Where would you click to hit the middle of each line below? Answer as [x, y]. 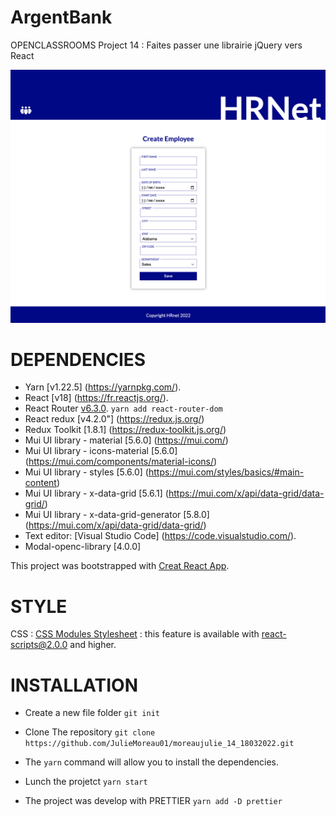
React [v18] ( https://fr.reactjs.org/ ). [96, 398]
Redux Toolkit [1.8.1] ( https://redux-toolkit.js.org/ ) [125, 430]
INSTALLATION [74, 685]
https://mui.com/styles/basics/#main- [226, 472]
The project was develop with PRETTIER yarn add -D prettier [153, 801]
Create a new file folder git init [92, 713]
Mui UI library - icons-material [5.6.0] [101, 451]
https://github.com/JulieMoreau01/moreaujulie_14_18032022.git [159, 744]
